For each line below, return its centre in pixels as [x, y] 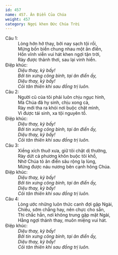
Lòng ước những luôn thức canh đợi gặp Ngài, [66, 204]
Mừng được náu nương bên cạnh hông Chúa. [64, 167]
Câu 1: [12, 38]
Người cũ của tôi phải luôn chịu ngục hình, [62, 97]
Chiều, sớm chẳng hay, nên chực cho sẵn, [62, 210]
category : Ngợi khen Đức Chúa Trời [43, 24]
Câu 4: [12, 199]
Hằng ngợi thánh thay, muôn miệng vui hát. [63, 220]
